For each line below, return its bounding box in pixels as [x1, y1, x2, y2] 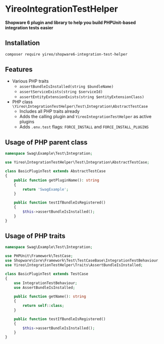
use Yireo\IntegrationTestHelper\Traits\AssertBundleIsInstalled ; [5, 263, 143, 268]
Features [5, 65, 33, 74]
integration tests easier [5, 24, 54, 30]
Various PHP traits [12, 78, 49, 84]
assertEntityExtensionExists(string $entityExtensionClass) [19, 95, 144, 100]
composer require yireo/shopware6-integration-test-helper [5, 52, 128, 57]
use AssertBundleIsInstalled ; [14, 285, 76, 290]
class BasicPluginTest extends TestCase [5, 271, 89, 276]
